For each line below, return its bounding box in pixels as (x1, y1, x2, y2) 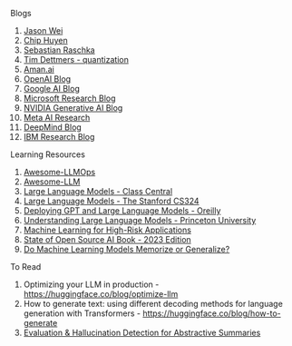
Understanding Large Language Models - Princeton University (23, 215, 257, 225)
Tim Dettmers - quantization (23, 54, 130, 64)
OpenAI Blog (23, 74, 72, 84)
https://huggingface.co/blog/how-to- (142, 308, 281, 319)
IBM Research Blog (23, 132, 95, 142)
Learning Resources (10, 149, 85, 160)
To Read (10, 262, 42, 272)
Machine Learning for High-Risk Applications (23, 224, 191, 235)
